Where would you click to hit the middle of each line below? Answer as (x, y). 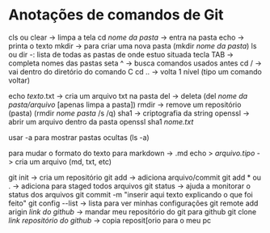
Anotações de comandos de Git (116, 15)
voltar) (19, 80)
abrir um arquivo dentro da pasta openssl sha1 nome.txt (101, 121)
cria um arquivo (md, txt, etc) (63, 161)
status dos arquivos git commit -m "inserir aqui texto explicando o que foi (131, 194)
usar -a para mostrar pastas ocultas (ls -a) (79, 137)
